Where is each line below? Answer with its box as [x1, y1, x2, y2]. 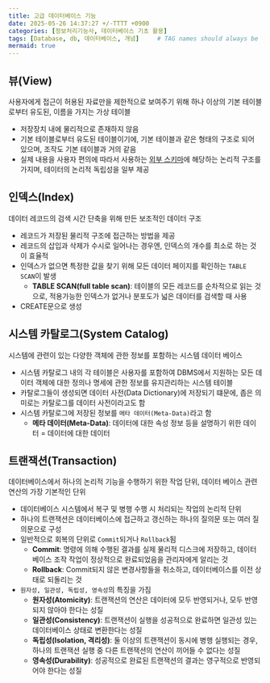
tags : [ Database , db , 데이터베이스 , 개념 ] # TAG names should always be [8, 34, 259, 43]
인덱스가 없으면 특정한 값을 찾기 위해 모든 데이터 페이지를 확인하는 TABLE [19, 260, 247, 271]
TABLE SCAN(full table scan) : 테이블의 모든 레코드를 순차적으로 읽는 [31, 280, 253, 291]
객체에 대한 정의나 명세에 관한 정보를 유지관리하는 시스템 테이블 [35, 377, 234, 387]
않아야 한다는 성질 [47, 605, 104, 615]
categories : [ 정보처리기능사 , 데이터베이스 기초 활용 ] [8, 27, 168, 35]
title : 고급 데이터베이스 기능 [8, 11, 97, 20]
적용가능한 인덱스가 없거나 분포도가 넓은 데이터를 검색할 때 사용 [49, 291, 247, 301]
